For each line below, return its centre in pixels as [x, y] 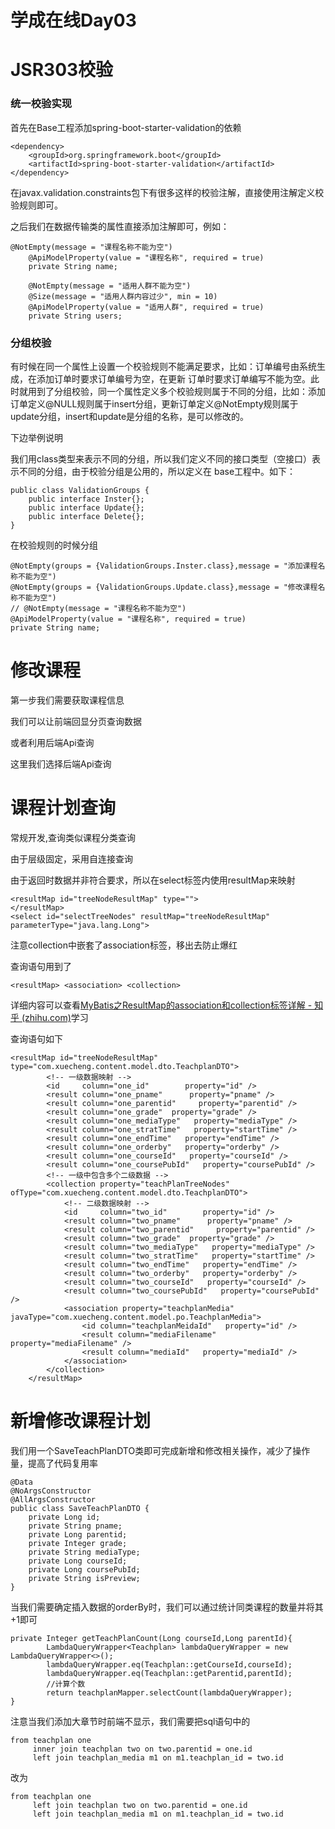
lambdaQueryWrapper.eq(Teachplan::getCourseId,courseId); [169, 1664]
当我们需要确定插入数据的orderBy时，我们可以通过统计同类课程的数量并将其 [167, 1607]
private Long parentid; [78, 1534]
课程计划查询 [63, 808]
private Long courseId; [78, 1561]
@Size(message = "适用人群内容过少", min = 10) [123, 296]
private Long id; [64, 1517]
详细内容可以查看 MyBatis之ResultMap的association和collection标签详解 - [161, 1005]
